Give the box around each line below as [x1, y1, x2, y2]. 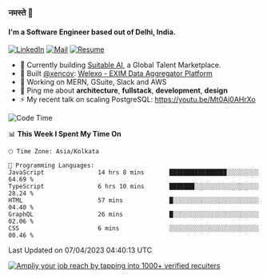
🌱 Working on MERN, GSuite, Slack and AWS [19, 77, 167, 87]
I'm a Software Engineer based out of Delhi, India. [8, 27, 176, 37]
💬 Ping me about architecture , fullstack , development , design [19, 85, 228, 95]
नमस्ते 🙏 [8, 7, 34, 18]
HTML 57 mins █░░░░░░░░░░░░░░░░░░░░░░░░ [8, 197, 260, 205]
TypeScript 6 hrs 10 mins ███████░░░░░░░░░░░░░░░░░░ [8, 183, 260, 191]
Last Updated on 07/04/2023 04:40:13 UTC [8, 245, 153, 255]
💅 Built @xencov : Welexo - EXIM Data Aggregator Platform [19, 69, 213, 78]
